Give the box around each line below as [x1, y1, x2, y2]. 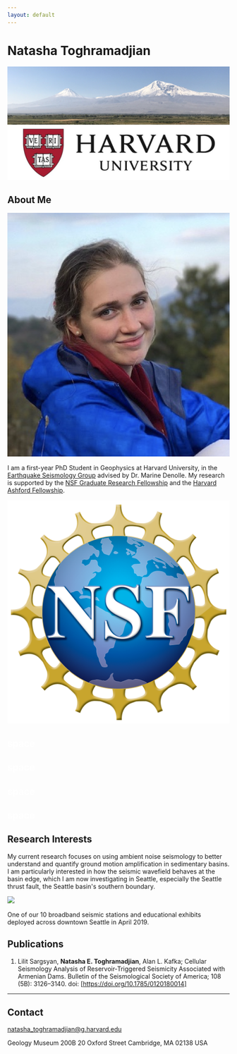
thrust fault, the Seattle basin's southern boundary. [7, 882, 155, 890]
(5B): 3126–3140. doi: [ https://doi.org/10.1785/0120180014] [17, 979, 187, 988]
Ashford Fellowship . [7, 486, 65, 495]
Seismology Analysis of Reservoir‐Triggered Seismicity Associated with [17, 964, 226, 973]
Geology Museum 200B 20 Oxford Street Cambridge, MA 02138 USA [7, 1038, 208, 1047]
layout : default [7, 11, 55, 18]
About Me [7, 194, 51, 206]
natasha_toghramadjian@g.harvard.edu [7, 1025, 122, 1034]
